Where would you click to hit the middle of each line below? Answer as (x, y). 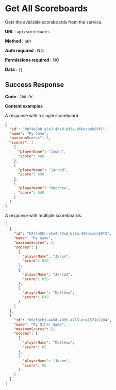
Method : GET (18, 41)
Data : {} (14, 69)
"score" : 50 (35, 365)
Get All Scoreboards (47, 9)
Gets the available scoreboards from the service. (54, 22)
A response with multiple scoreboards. (44, 216)
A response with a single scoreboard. (42, 115)
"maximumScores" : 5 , (34, 329)
